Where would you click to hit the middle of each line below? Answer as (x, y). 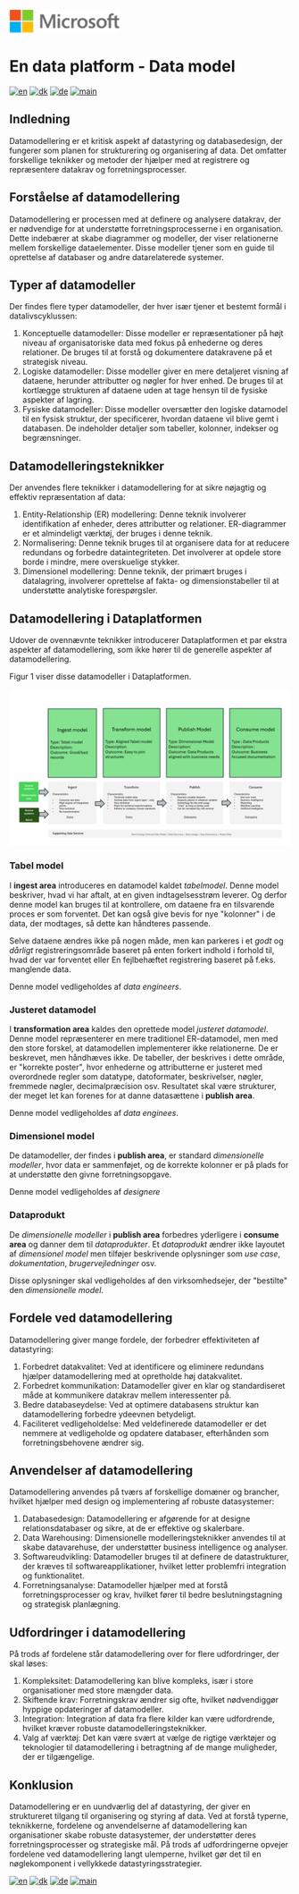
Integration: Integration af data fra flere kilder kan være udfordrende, (148, 1719)
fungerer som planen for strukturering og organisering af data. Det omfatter (148, 150)
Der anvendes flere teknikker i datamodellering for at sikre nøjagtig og (138, 487)
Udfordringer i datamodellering (97, 1632)
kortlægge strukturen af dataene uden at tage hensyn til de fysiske (145, 391)
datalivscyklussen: (43, 316)
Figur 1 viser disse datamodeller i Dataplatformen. (100, 676)
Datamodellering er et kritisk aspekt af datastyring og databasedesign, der (146, 140)
